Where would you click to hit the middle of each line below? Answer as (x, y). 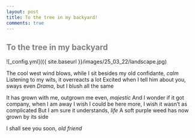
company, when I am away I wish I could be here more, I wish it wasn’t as (97, 104)
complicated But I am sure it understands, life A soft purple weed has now (97, 110)
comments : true (25, 23)
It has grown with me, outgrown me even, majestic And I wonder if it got (95, 98)
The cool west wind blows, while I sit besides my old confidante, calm (92, 73)
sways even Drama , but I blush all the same (60, 86)
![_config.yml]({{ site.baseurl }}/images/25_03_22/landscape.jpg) (86, 62)
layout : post (22, 12)
